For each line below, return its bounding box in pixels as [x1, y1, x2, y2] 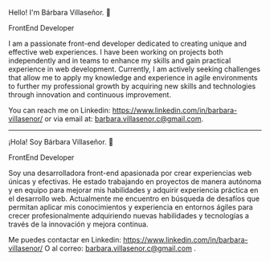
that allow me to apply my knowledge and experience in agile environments [8, 73, 258, 82]
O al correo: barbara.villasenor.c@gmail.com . [43, 243, 197, 253]
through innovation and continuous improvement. [8, 90, 171, 100]
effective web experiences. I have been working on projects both [8, 47, 223, 56]
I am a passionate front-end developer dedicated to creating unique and [8, 39, 247, 48]
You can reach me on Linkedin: [8, 105, 111, 115]
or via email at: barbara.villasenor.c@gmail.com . [43, 114, 204, 124]
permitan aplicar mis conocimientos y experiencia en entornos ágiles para [8, 202, 253, 212]
